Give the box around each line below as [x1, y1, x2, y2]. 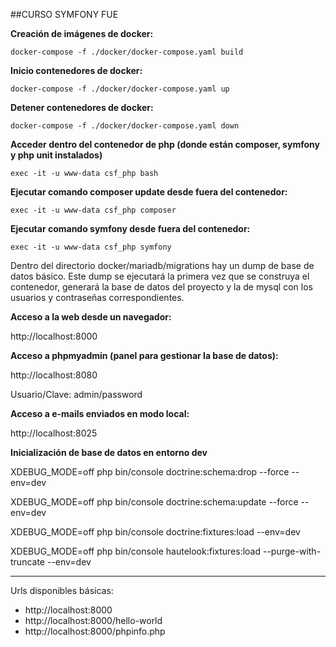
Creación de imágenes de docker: [10, 28, 154, 39]
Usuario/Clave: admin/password [10, 389, 143, 400]
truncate [10, 556, 46, 568]
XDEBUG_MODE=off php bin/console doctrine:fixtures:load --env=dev [10, 526, 301, 538]
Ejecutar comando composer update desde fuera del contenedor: [10, 186, 288, 198]
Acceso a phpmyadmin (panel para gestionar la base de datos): [10, 350, 279, 361]
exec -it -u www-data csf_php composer [10, 205, 177, 215]
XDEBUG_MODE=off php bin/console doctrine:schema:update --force [10, 496, 299, 508]
